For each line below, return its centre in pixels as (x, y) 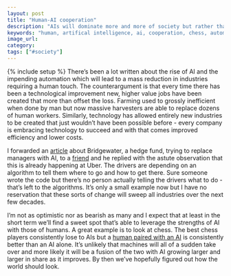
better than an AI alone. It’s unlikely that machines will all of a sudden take (112, 244)
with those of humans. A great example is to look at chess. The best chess (112, 230)
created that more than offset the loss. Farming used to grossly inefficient (111, 100)
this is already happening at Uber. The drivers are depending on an (102, 165)
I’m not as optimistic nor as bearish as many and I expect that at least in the (114, 215)
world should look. (33, 266)
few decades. (26, 202)
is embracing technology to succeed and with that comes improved (102, 130)
